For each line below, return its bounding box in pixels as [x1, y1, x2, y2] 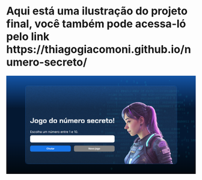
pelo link [6, 30, 50, 43]
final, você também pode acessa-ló [6, 17, 186, 31]
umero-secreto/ [6, 55, 87, 69]
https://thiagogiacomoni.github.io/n [6, 43, 191, 57]
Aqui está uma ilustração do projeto [6, 4, 188, 18]
